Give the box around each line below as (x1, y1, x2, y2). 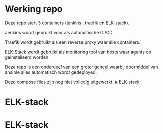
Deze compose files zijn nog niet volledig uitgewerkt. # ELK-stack (5, 79, 140, 85)
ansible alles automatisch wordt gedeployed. (5, 69, 97, 75)
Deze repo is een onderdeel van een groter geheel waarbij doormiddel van (5, 64, 158, 70)
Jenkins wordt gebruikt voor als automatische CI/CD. (5, 29, 114, 35)
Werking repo (5, 3, 63, 15)
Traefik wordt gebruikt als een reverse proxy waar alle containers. (5, 39, 141, 45)
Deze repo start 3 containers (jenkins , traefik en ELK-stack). (5, 20, 130, 26)
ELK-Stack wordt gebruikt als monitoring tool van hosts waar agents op (5, 49, 151, 55)
